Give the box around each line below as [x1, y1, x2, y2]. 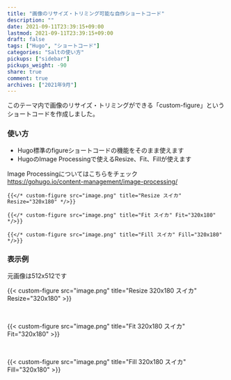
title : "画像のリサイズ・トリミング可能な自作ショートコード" [7, 10, 165, 17]
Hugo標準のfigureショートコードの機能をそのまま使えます [17, 146, 184, 154]
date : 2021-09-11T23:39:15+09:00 [7, 23, 104, 30]
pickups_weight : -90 [7, 62, 67, 69]
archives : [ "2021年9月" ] [7, 81, 77, 88]
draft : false [7, 36, 45, 43]
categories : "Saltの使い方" [7, 49, 85, 56]
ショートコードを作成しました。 [7, 110, 99, 118]
